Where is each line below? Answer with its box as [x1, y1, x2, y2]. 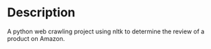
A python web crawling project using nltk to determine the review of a [7, 27, 205, 35]
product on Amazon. [7, 34, 65, 42]
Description [7, 5, 76, 20]
